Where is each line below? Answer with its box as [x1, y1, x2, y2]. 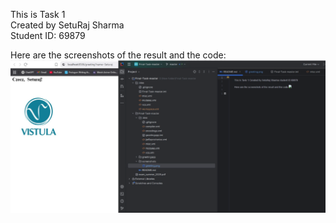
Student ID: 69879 [10, 30, 86, 41]
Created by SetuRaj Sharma [10, 19, 125, 31]
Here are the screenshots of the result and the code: [10, 49, 227, 61]
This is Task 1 [10, 9, 66, 20]
